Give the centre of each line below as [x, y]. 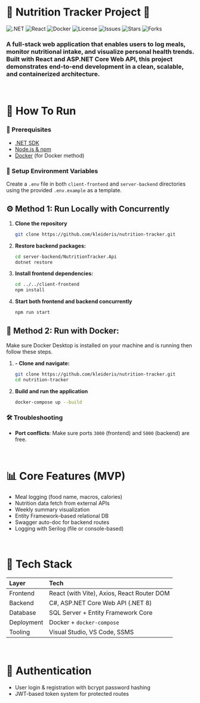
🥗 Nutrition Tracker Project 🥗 [78, 12]
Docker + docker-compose [84, 622]
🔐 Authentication [49, 670]
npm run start [32, 313]
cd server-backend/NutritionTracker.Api [66, 257]
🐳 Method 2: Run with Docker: [63, 331]
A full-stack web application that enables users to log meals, [96, 44]
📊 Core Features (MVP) [66, 476]
